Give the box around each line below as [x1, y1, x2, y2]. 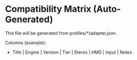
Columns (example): [5, 39, 46, 45]
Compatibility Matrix [5, 3, 91, 15]
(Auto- [93, 3, 121, 15]
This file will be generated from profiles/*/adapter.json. [5, 30, 117, 36]
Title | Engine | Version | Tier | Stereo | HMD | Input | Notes [12, 49, 132, 55]
